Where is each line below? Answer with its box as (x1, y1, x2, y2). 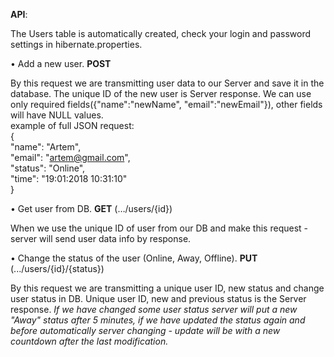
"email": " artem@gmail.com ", (10, 152, 131, 163)
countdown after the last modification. (10, 335, 169, 347)
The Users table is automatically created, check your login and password (10, 28, 312, 39)
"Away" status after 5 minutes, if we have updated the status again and (10, 314, 306, 326)
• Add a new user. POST (10, 58, 112, 69)
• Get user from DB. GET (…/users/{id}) (10, 203, 173, 214)
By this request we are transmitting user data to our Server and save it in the (10, 77, 325, 89)
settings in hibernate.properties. (10, 39, 143, 50)
